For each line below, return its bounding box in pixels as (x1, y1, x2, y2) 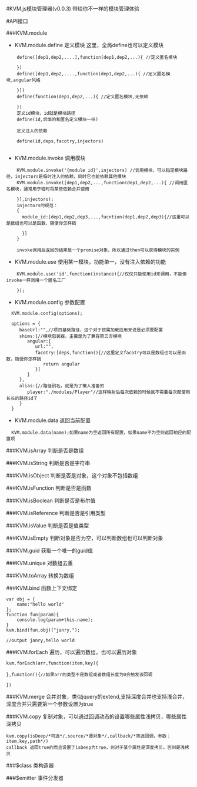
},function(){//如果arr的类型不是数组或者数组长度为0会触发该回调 (6, 672, 153, 678)
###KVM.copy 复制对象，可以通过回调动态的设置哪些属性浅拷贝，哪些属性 (6, 713, 187, 720)
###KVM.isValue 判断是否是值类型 (6, 522, 89, 529)
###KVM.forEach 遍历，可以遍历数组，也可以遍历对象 (6, 649, 137, 655)
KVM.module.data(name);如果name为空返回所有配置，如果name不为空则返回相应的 (11, 430, 187, 436)
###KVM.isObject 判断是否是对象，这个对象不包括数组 (6, 472, 138, 479)
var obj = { (6, 596, 35, 602)
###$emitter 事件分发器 (6, 775, 64, 781)
